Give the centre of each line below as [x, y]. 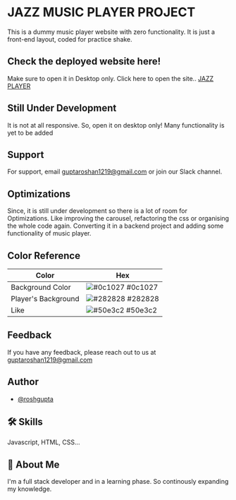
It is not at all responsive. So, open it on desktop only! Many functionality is [116, 125]
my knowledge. [30, 489]
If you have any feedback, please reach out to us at [82, 352]
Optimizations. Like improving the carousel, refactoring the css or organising [118, 219]
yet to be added [30, 133]
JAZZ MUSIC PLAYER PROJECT [101, 12]
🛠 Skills [25, 422]
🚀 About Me [33, 464]
